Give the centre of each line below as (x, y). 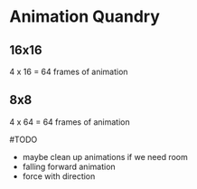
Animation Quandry (85, 17)
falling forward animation (69, 166)
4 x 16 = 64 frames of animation (69, 71)
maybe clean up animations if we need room (105, 156)
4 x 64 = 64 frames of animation (70, 122)
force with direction (59, 176)
